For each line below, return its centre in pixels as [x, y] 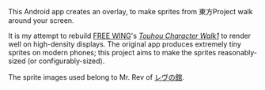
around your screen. [41, 21]
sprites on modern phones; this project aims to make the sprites [112, 52]
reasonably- [238, 52]
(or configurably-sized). [66, 61]
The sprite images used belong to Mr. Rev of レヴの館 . [96, 77]
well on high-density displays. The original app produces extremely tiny [125, 44]
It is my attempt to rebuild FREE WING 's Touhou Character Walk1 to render [130, 36]
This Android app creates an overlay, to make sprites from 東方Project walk [131, 11]
